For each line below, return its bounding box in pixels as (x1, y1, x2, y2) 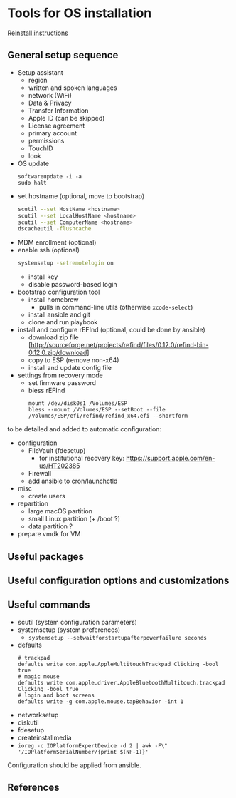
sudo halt (17, 179, 48, 186)
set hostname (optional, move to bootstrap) (17, 191, 145, 200)
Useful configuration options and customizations (7, 574, 230, 586)
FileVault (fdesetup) (28, 446, 86, 455)
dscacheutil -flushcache (17, 225, 92, 232)
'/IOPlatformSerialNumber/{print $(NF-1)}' (17, 748, 149, 755)
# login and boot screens (17, 692, 95, 699)
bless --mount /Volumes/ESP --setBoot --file (28, 406, 166, 414)
